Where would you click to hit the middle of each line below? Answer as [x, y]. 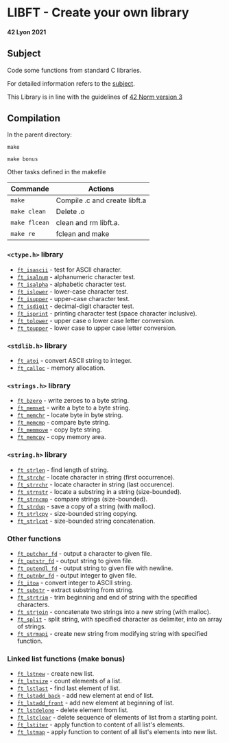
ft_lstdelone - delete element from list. [73, 710]
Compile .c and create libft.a [101, 200]
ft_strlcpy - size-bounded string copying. [77, 513]
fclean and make [83, 234]
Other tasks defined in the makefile [57, 172]
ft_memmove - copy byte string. [59, 429]
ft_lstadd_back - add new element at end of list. [85, 696]
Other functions [34, 539]
